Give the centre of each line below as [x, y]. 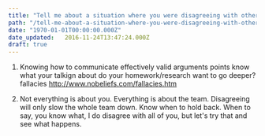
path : [17, 23]
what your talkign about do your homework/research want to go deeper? [138, 75]
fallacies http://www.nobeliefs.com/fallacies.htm [98, 84]
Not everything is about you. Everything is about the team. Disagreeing [134, 99]
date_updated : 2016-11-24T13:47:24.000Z [79, 37]
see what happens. [50, 124]
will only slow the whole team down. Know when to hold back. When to [135, 108]
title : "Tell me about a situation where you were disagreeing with [123, 15]
